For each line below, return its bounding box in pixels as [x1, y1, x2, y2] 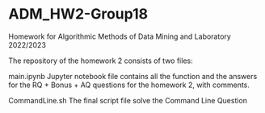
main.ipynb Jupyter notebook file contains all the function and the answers [8, 71, 258, 81]
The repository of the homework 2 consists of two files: [8, 56, 193, 65]
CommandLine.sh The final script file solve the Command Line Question [8, 95, 248, 105]
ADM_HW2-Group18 [8, 5, 149, 23]
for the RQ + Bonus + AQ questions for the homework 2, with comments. [8, 80, 250, 90]
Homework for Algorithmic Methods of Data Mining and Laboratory [8, 31, 232, 41]
